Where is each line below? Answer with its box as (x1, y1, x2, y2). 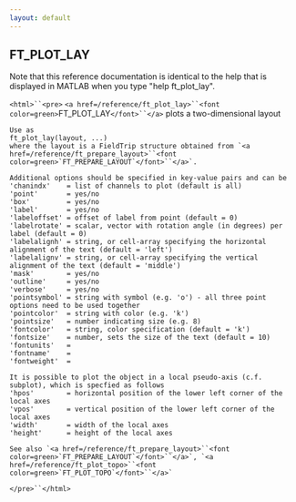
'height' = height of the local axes (9, 429, 173, 438)
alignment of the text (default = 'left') (9, 245, 173, 255)
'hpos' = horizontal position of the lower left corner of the (9, 389, 283, 398)
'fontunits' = (9, 341, 71, 351)
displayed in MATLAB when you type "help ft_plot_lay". (9, 81, 216, 92)
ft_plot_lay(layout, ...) (9, 134, 107, 143)
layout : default (9, 13, 71, 23)
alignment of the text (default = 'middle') (9, 261, 181, 271)
